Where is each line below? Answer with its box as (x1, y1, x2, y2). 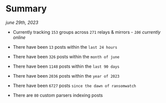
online (12, 34, 26, 40)
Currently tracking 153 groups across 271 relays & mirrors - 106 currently (12, 29, 161, 35)
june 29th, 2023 (5, 19, 39, 25)
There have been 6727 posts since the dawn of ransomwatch (12, 83, 136, 89)
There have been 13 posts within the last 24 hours (12, 44, 117, 50)
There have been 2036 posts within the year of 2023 (12, 73, 120, 79)
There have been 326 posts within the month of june (12, 53, 120, 60)
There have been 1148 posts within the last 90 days (12, 63, 120, 69)
